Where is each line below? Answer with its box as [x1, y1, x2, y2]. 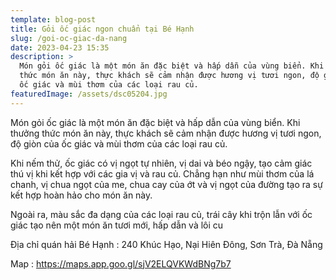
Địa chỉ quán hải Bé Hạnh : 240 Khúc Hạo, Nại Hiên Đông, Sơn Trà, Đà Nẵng [10, 238, 323, 250]
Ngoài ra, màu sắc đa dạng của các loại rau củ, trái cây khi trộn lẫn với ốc [10, 208, 313, 220]
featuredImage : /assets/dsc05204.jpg [10, 89, 168, 99]
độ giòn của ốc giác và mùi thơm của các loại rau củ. [10, 137, 228, 150]
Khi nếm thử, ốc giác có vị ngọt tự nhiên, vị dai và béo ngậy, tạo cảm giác [10, 157, 313, 169]
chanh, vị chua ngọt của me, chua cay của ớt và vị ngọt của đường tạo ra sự [10, 178, 323, 190]
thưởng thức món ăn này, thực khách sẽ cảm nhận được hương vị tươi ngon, [10, 127, 322, 139]
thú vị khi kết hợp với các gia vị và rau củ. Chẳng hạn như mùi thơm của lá [10, 167, 315, 180]
